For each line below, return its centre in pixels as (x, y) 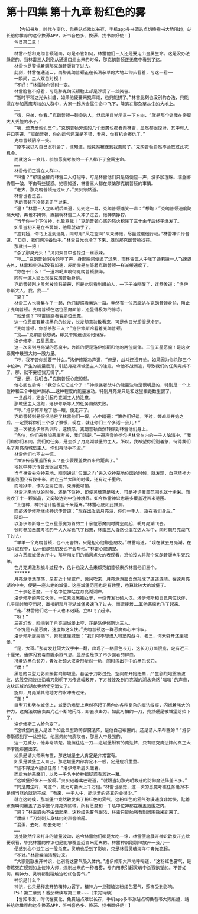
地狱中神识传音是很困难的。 (43, 467)
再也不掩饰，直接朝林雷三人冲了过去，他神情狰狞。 (76, 215)
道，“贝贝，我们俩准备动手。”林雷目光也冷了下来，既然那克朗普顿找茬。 (80, 240)
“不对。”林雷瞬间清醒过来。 (42, 855)
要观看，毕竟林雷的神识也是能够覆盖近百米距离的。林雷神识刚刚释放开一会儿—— (88, 842)
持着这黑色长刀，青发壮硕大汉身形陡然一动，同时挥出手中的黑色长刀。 (87, 661)
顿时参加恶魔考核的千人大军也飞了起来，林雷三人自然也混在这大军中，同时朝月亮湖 (100, 530)
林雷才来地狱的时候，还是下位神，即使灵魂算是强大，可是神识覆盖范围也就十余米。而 (102, 492)
